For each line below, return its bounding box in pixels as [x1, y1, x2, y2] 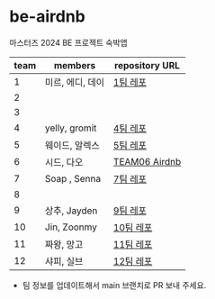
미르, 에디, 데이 [44, 76, 105, 88]
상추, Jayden [44, 204, 98, 217]
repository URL [113, 59, 181, 71]
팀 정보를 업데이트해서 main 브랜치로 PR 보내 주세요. [22, 279, 207, 290]
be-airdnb [9, 6, 85, 27]
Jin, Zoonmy [44, 221, 97, 233]
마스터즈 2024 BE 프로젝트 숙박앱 [9, 37, 128, 48]
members [53, 59, 96, 71]
